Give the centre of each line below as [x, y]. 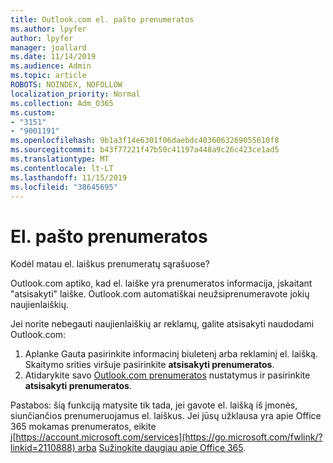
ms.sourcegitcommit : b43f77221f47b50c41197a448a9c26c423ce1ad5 [145, 150]
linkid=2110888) [43, 448]
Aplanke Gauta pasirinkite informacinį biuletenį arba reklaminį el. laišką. [171, 354]
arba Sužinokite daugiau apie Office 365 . [162, 448]
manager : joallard [48, 47]
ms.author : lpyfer [48, 29]
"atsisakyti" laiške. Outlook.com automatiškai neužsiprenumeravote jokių [160, 294]
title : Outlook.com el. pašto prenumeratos [102, 19]
